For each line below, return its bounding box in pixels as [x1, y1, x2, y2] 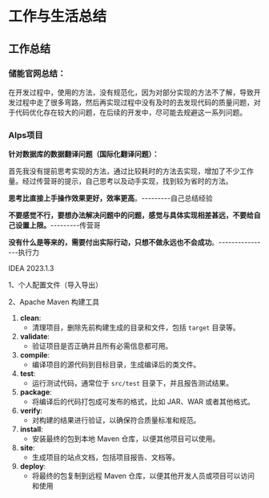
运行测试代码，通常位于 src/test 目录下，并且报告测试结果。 [31, 379, 234, 388]
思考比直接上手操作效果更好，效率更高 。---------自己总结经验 [8, 193, 213, 203]
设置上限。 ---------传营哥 [14, 221, 101, 230]
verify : [19, 406, 42, 415]
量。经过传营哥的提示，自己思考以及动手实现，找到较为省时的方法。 [8, 176, 233, 186]
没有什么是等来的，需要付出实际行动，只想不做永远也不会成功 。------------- [8, 237, 261, 247]
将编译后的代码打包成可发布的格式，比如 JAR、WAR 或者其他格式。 [31, 397, 255, 407]
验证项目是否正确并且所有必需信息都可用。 [31, 342, 173, 351]
